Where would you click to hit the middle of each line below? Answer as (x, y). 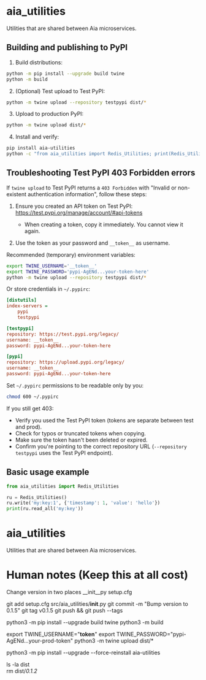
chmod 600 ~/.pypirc (33, 397)
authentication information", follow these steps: (87, 194)
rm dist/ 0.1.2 (22, 671)
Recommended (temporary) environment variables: (71, 254)
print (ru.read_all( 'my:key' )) (45, 509)
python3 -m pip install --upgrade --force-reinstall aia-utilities (83, 652)
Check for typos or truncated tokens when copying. (80, 433)
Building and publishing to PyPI (67, 48)
